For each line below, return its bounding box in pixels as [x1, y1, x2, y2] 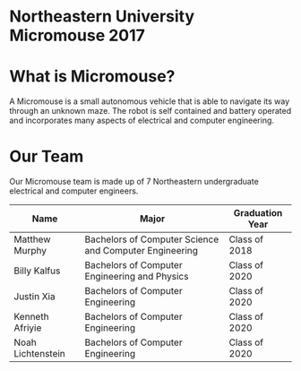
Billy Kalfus [13, 264, 61, 277]
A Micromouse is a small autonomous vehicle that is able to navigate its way [9, 96, 290, 107]
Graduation [233, 207, 283, 220]
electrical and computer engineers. [9, 185, 139, 196]
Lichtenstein [13, 348, 65, 360]
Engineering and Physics [84, 271, 189, 283]
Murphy [13, 245, 47, 257]
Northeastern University [9, 6, 195, 27]
